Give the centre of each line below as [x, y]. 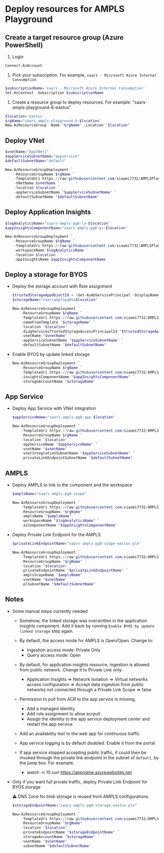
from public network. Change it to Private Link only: [71, 669]
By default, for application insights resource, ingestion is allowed [84, 665]
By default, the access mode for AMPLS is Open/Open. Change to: [86, 640]
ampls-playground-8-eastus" [41, 107]
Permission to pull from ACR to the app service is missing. [78, 699]
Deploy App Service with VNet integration [54, 408]
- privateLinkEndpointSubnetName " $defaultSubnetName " [77, 458]
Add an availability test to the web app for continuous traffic [80, 733]
